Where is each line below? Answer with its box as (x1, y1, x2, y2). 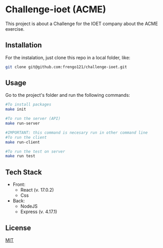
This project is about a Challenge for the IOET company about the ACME (5, 20, 158, 27)
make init (5, 107, 27, 112)
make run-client (5, 139, 40, 144)
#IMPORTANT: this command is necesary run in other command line (5, 130, 148, 135)
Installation (5, 41, 42, 50)
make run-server (5, 121, 40, 126)
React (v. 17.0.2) (20, 187, 54, 193)
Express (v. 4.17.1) (20, 209, 57, 215)
